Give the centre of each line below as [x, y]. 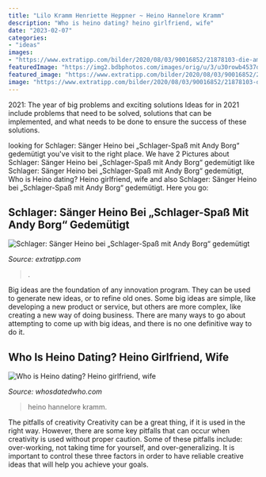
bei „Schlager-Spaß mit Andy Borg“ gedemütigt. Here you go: [108, 187]
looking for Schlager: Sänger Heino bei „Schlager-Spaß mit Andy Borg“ [124, 145]
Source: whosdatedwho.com [55, 392]
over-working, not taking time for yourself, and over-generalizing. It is [122, 448]
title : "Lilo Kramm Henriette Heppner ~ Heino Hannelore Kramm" [116, 15]
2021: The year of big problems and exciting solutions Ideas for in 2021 [124, 105]
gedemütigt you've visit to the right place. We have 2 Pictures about [119, 154]
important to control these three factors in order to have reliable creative [126, 456]
